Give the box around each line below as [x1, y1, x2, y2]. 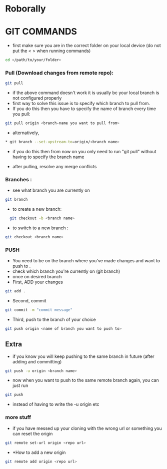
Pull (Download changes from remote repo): [5, 69, 114, 76]
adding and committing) [12, 358, 62, 364]
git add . [5, 289, 26, 294]
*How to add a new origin [12, 449, 66, 455]
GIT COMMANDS [5, 26, 77, 38]
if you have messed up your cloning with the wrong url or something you [12, 425, 162, 431]
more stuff [5, 414, 31, 421]
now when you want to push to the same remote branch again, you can [12, 377, 159, 383]
